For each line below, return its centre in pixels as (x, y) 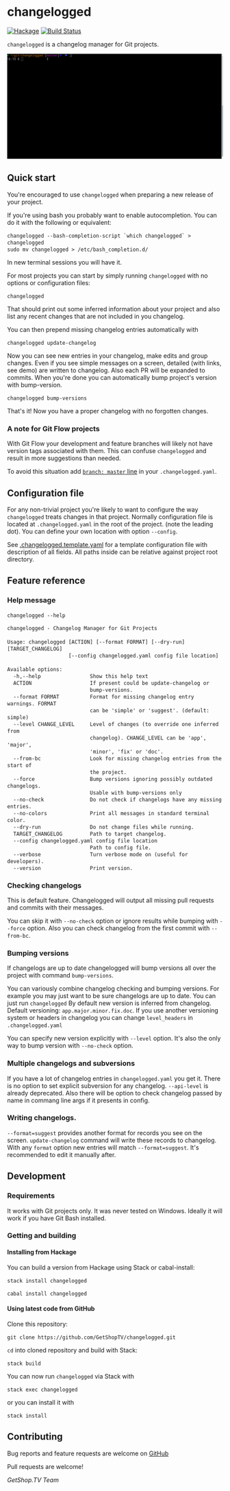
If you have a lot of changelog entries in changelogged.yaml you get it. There (114, 1078)
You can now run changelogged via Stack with (71, 1376)
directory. (21, 559)
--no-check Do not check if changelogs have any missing (118, 799)
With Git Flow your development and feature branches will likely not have (110, 444)
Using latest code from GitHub (51, 1309)
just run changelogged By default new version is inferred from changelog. (109, 1003)
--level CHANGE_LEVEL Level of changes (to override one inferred (116, 724)
